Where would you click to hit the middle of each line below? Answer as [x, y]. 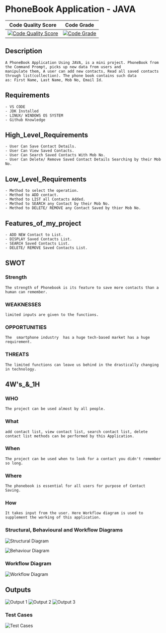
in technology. [21, 369]
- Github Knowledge [25, 120]
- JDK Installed [22, 111]
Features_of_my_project [43, 223]
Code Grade [80, 25]
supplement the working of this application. [53, 517]
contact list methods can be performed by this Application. [70, 436]
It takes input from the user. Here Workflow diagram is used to [74, 513]
